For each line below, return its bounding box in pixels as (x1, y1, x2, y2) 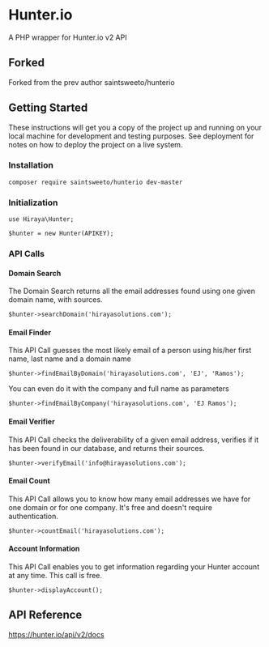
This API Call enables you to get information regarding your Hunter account (8, 562, 260, 572)
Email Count (8, 476, 50, 486)
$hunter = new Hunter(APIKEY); (8, 229, 114, 238)
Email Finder (8, 327, 51, 337)
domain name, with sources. (8, 295, 103, 304)
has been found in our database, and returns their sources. (8, 443, 205, 453)
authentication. (8, 511, 59, 521)
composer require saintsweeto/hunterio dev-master (8, 178, 183, 186)
